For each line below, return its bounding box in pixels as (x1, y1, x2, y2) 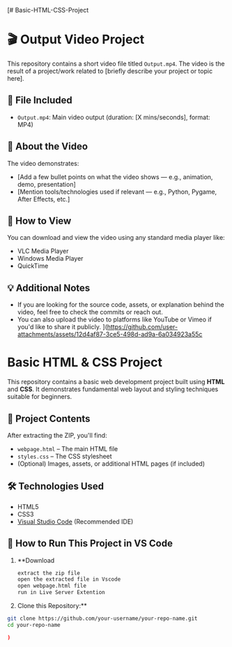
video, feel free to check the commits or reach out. (17, 308, 164, 317)
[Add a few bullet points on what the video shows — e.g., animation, (17, 172, 213, 181)
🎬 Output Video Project (7, 31, 145, 47)
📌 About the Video (7, 141, 88, 153)
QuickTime (17, 261, 49, 271)
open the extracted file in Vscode (17, 576, 121, 583)
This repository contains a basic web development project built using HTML (7, 378, 225, 386)
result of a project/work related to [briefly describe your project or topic (7, 66, 213, 75)
